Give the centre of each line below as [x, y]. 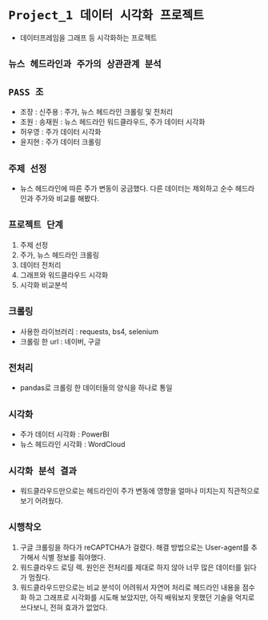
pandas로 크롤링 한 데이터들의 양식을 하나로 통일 [96, 388]
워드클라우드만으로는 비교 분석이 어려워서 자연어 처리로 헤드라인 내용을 [130, 587]
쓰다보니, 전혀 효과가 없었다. [64, 607]
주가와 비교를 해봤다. [67, 198]
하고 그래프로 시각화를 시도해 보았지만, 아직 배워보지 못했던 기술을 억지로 [142, 597]
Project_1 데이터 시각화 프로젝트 [106, 16]
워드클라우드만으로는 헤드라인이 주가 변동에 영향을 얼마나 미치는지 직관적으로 [140, 491]
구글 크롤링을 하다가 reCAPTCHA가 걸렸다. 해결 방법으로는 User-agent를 [134, 547]
